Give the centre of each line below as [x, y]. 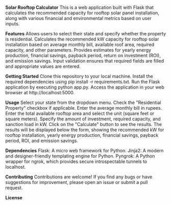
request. [14, 188]
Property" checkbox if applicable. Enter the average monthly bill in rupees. [84, 108]
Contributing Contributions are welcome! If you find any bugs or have [79, 177]
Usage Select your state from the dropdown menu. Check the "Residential [83, 102]
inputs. [13, 24]
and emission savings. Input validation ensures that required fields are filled [85, 61]
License [14, 198]
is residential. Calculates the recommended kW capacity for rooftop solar [82, 39]
